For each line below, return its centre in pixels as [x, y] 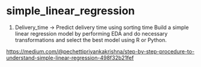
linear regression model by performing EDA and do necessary [91, 33]
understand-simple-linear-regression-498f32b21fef [70, 58]
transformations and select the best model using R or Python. [91, 40]
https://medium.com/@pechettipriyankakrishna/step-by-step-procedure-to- [100, 51]
